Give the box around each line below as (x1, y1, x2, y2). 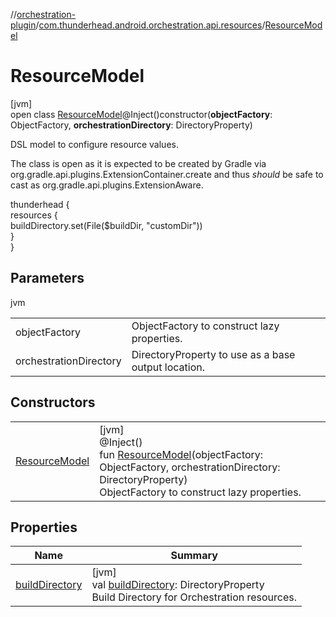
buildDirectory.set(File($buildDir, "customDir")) (10, 219, 203, 231)
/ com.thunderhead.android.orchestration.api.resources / (35, 19, 266, 31)
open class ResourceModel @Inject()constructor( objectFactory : (10, 108, 273, 120)
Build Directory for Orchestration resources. (91, 590, 298, 604)
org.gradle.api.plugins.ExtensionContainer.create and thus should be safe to (10, 168, 324, 180)
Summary (170, 549, 218, 563)
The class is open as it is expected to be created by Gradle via (10, 157, 267, 169)
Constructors (10, 394, 96, 411)
